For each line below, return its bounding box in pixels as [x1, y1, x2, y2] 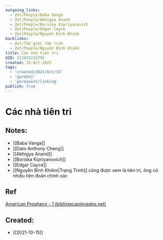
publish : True [5, 84, 36, 89]
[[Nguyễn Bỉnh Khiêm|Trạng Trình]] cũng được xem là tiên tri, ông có [12, 167, 158, 173]
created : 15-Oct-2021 [5, 60, 52, 65]
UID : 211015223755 [5, 55, 45, 61]
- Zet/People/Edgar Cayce [10, 27, 66, 32]
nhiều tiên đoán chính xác [12, 172, 68, 178]
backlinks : [5, 36, 29, 42]
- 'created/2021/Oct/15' [10, 70, 63, 75]
